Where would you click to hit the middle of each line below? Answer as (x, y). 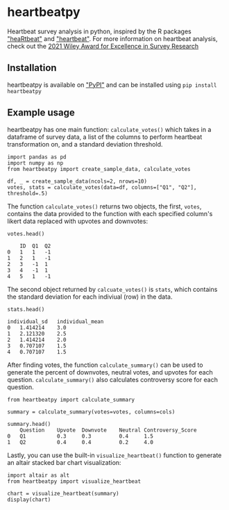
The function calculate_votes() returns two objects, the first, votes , (104, 206)
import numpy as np (35, 163)
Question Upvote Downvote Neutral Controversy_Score (108, 430)
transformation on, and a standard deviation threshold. (85, 144)
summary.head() (29, 424)
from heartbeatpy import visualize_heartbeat (74, 481)
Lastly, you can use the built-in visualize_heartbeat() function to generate (114, 455)
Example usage (41, 113)
